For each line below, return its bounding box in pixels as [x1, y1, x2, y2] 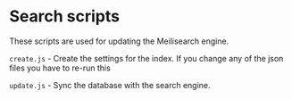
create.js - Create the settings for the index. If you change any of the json [9, 53, 284, 63]
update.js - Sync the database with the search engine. [9, 79, 212, 90]
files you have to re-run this [9, 62, 112, 73]
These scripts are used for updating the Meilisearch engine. [9, 36, 229, 46]
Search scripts [9, 6, 121, 27]
